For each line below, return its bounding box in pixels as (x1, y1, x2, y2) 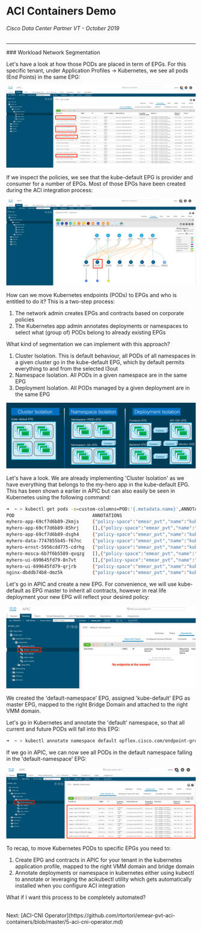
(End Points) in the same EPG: (6, 74, 81, 81)
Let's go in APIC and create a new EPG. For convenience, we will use (6, 581, 177, 588)
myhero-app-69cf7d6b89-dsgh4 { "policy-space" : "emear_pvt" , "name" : (6, 531, 187, 538)
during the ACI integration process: (6, 187, 93, 194)
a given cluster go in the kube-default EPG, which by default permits (14, 358, 185, 366)
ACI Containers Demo (6, 4, 116, 18)
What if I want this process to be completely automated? (6, 894, 146, 901)
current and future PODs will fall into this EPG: (6, 725, 120, 732)
